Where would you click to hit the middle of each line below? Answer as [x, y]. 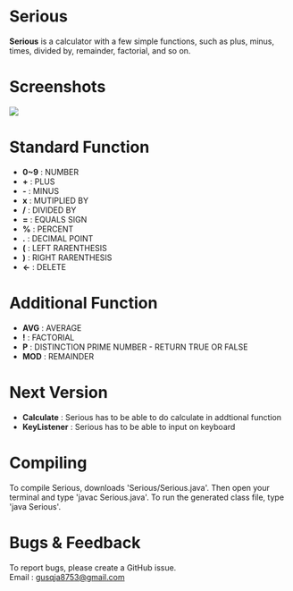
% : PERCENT [48, 229]
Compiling [48, 463]
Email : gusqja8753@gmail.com [67, 577]
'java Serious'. [35, 506]
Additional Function [84, 303]
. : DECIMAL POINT [58, 238]
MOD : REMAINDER [58, 356]
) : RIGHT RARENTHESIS [67, 258]
